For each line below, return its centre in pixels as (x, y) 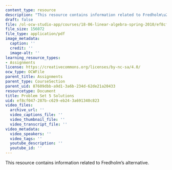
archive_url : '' (27, 110)
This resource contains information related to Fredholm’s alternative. (77, 163)
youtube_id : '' (26, 148)
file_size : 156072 (25, 29)
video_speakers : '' (31, 134)
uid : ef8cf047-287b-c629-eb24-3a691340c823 (52, 100)
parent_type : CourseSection (35, 81)
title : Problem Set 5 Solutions (40, 96)
